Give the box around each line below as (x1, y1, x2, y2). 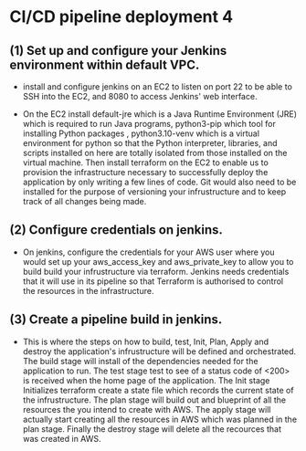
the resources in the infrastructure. (22, 285, 154, 296)
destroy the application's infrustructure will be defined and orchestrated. (22, 345, 297, 357)
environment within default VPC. (9, 57, 200, 72)
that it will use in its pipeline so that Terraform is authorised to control (22, 276, 284, 287)
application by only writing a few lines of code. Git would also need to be (22, 176, 297, 187)
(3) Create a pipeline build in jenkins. (9, 312, 223, 328)
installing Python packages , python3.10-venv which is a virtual (22, 128, 260, 139)
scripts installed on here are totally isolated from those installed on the (22, 148, 288, 158)
